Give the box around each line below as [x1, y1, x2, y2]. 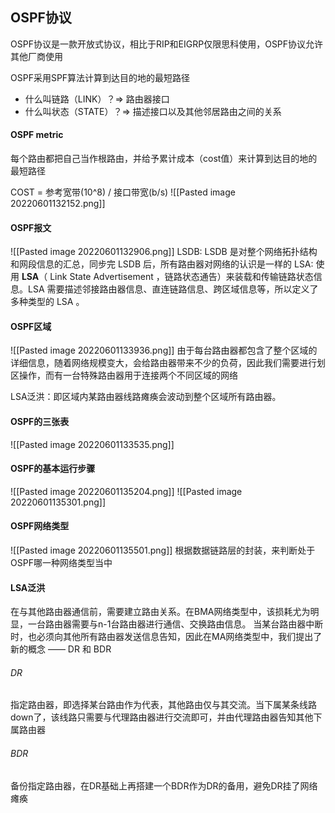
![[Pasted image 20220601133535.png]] [10, 438, 175, 450]
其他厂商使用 [10, 50, 63, 62]
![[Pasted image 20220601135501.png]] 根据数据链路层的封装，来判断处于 [10, 544, 316, 557]
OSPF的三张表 [10, 416, 70, 428]
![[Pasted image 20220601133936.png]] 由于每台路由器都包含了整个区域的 [10, 344, 318, 357]
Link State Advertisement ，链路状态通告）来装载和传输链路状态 [49, 271, 314, 283]
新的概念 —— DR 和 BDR [10, 643, 112, 655]
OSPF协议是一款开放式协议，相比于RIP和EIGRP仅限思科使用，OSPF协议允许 [10, 38, 324, 50]
